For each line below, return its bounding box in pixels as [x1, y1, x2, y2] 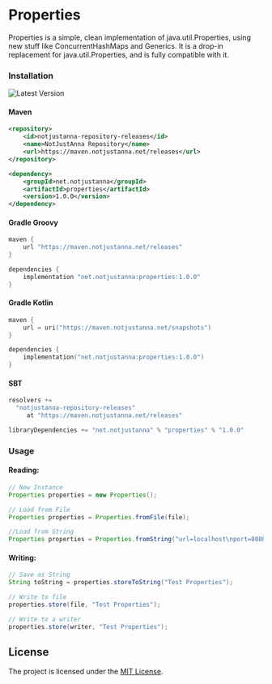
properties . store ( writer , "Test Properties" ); [8, 622, 168, 630]
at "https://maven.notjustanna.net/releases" [26, 411, 183, 419]
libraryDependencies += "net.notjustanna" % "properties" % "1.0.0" [8, 426, 244, 434]
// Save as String [8, 570, 70, 579]
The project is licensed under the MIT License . [8, 667, 164, 677]
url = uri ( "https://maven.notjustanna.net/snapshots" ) [23, 323, 212, 332]
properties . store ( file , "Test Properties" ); [8, 600, 161, 609]
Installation [8, 70, 54, 81]
